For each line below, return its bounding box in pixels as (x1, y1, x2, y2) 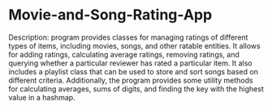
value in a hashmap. (8, 92, 76, 102)
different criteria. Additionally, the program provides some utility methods (8, 75, 253, 85)
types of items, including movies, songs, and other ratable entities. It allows (8, 40, 261, 50)
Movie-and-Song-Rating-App (8, 6, 213, 24)
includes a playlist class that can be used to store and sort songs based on (8, 66, 258, 76)
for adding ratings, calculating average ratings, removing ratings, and (8, 49, 240, 59)
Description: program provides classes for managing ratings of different (8, 32, 248, 42)
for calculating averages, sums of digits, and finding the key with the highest (8, 83, 264, 94)
